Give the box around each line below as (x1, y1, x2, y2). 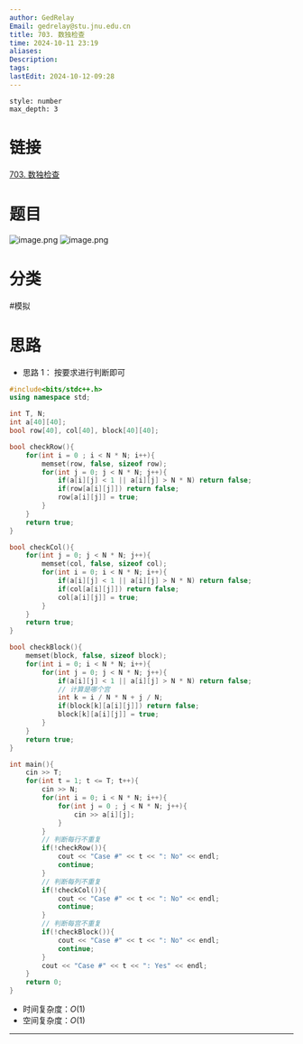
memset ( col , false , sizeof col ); (41, 559, 168, 568)
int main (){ (9, 760, 54, 769)
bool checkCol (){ (9, 542, 75, 551)
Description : (9, 55, 59, 64)
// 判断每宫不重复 (41, 919, 101, 929)
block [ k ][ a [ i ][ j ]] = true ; (57, 710, 160, 719)
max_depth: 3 (9, 105, 59, 114)
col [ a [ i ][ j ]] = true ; (57, 593, 140, 602)
